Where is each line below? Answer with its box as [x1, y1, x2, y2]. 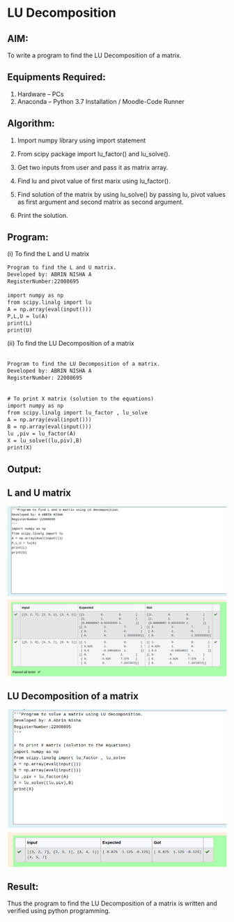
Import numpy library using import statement [17, 136, 146, 144]
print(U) [7, 327, 33, 334]
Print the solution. [17, 211, 68, 219]
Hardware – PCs [17, 89, 64, 98]
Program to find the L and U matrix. [7, 264, 117, 272]
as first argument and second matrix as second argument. [17, 198, 185, 206]
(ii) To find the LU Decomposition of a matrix [7, 339, 134, 348]
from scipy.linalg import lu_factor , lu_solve [7, 410, 148, 417]
